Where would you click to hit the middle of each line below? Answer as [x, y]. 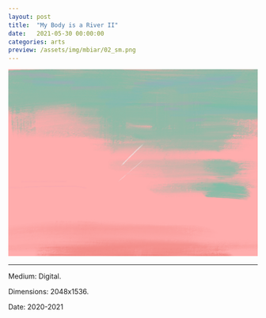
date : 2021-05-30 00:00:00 [56, 33]
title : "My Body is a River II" [63, 25]
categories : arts [37, 42]
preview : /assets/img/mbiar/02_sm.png [72, 50]
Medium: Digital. [35, 276]
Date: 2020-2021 [36, 307]
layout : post [30, 17]
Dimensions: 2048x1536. [49, 292]
